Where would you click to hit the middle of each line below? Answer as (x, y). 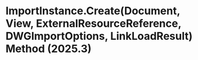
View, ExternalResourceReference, (94, 23)
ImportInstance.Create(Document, (93, 11)
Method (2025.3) (48, 49)
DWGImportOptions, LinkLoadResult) (99, 36)
